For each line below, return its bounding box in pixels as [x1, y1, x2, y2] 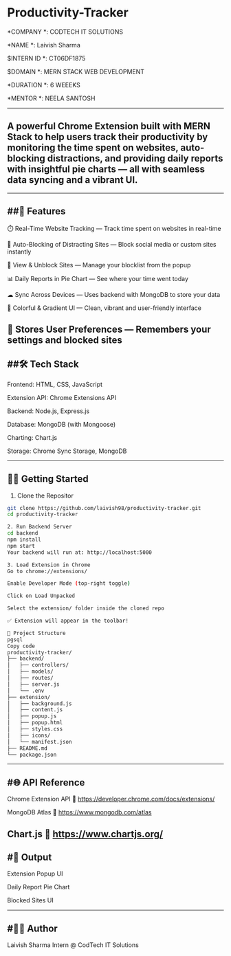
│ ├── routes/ [7, 675, 54, 682]
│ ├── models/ [7, 668, 54, 675]
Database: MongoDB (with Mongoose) [7, 420, 115, 428]
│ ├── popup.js [7, 713, 57, 720]
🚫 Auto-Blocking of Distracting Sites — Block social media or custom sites [7, 240, 217, 248]
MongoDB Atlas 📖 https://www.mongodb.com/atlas [7, 808, 152, 816]
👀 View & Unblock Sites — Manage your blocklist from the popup [7, 260, 191, 269]
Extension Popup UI [7, 869, 63, 878]
